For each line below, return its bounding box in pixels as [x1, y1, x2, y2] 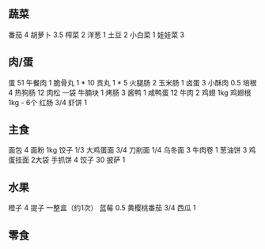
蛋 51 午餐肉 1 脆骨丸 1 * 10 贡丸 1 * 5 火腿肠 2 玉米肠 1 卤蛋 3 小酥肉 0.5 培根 [8, 77, 257, 87]
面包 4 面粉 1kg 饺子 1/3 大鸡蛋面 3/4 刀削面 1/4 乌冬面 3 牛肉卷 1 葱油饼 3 [8, 145, 248, 155]
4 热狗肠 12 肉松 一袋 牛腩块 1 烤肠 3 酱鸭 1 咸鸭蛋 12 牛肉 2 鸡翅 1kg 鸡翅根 [8, 88, 252, 97]
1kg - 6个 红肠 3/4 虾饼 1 [8, 97, 87, 107]
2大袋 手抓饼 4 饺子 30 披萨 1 [30, 155, 126, 164]
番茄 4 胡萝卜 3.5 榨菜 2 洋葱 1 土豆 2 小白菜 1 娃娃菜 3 [8, 30, 184, 40]
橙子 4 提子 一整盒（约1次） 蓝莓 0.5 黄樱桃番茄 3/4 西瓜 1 [8, 203, 196, 213]
